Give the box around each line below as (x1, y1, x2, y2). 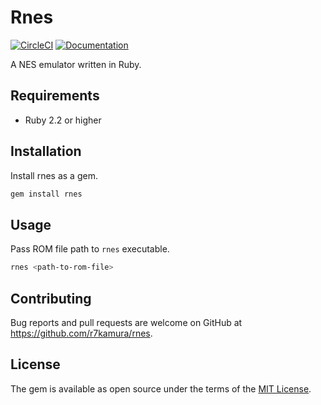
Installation (10, 143, 82, 160)
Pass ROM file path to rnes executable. (10, 243, 170, 255)
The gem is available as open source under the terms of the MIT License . (10, 382, 312, 395)
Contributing (10, 290, 92, 307)
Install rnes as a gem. (10, 169, 98, 181)
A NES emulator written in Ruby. (10, 58, 142, 70)
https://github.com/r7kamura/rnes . (10, 327, 153, 339)
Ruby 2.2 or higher (24, 114, 102, 126)
